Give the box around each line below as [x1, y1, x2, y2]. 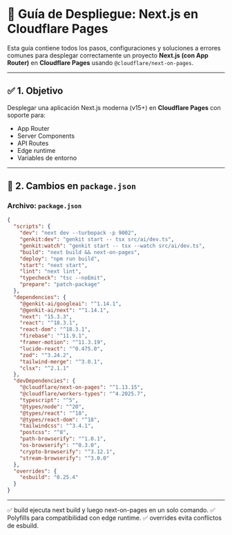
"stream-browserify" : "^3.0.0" [19, 455, 110, 462]
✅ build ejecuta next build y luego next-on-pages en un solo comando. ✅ [7, 506, 216, 514]
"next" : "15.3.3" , [19, 313, 72, 320]
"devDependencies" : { [13, 377, 76, 385]
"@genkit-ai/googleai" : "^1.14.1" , [19, 300, 122, 307]
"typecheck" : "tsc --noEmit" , [19, 275, 107, 282]
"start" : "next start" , [19, 262, 88, 269]
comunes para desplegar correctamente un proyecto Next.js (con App [7, 51, 209, 60]
